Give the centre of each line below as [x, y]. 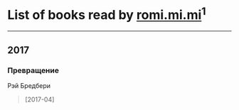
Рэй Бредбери [29, 85]
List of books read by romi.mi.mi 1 [107, 14]
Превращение [33, 70]
